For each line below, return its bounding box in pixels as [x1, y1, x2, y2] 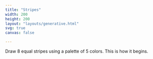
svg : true [5, 26, 26, 31]
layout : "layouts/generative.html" [5, 21, 79, 26]
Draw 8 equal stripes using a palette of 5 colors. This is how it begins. [5, 48, 149, 54]
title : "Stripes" [5, 7, 41, 12]
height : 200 [5, 16, 30, 21]
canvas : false [5, 30, 35, 35]
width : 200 [5, 12, 28, 17]
